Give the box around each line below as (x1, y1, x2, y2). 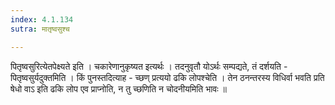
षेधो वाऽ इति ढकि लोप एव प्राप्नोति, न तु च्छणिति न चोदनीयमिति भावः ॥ (10, 82, 227, 95)
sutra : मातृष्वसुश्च (10, 24, 70, 34)
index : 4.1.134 (10, 14, 74, 25)
